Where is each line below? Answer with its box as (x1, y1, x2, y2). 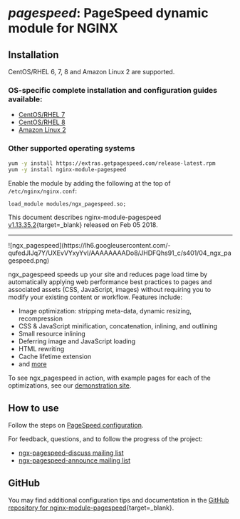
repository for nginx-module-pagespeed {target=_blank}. (8, 503, 174, 512)
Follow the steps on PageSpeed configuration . (8, 421, 144, 430)
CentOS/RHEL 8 (18, 118, 66, 126)
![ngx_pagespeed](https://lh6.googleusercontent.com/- (8, 241, 171, 250)
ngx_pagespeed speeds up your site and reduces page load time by (8, 270, 208, 279)
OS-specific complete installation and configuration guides (8, 85, 218, 95)
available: (8, 94, 43, 104)
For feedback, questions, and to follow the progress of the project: (8, 435, 203, 443)
